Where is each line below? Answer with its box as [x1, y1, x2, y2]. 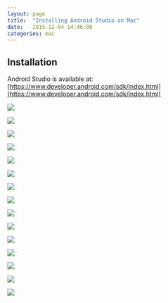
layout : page [7, 10, 46, 18]
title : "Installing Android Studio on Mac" [7, 17, 140, 24]
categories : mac [7, 30, 55, 37]
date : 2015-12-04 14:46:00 [7, 23, 93, 30]
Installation [7, 56, 58, 68]
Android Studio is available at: [7, 75, 93, 83]
